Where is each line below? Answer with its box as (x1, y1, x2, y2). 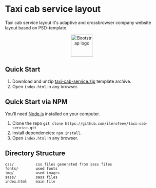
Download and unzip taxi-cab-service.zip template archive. (12, 78, 132, 84)
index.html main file (5, 179, 56, 184)
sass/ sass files (5, 175, 58, 180)
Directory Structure (5, 149, 66, 157)
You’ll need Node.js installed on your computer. (5, 111, 100, 117)
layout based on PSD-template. (5, 24, 68, 30)
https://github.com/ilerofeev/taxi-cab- (65, 121, 148, 126)
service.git (12, 125, 37, 130)
